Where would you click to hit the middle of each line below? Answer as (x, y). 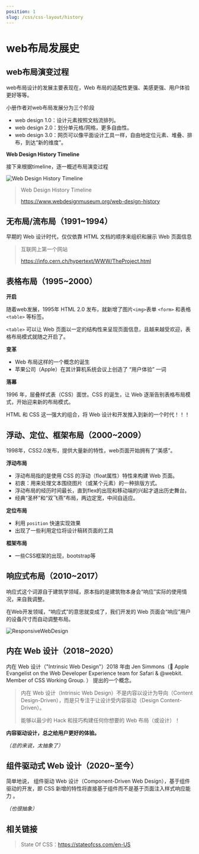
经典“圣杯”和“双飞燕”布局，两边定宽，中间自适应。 (76, 498)
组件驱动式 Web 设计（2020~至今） (72, 766)
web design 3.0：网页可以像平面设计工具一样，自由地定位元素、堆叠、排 (103, 135)
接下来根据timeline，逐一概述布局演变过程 (57, 166)
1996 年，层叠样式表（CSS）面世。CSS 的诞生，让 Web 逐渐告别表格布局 (96, 394)
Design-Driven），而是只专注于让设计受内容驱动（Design (89, 700)
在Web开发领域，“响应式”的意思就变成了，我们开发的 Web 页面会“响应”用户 (99, 611)
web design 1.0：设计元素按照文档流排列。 (67, 120)
